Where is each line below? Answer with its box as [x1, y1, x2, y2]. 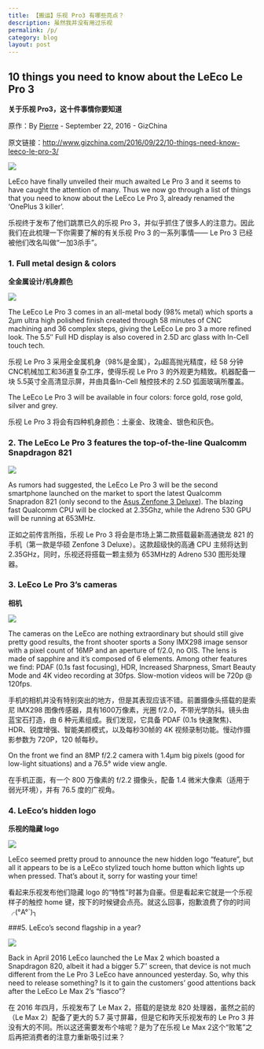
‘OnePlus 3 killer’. [8, 202, 64, 211]
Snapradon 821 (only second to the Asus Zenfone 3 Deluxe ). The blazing [8, 497, 244, 506]
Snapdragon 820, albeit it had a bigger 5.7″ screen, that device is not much [8, 962, 251, 971]
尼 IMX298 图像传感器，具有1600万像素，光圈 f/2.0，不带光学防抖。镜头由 [8, 705, 250, 714]
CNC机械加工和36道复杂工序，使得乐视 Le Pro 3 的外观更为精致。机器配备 [8, 367, 249, 377]
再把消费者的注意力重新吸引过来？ [14, 1032, 126, 1042]
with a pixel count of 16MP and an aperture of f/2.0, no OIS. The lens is [8, 645, 237, 655]
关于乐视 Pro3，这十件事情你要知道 [8, 104, 123, 113]
